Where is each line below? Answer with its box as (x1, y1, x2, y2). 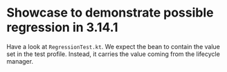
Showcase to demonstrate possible (6, 5, 214, 21)
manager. (6, 57, 34, 65)
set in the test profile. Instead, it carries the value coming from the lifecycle (6, 50, 221, 58)
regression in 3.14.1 (6, 19, 118, 35)
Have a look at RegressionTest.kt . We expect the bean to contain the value (6, 42, 221, 51)
